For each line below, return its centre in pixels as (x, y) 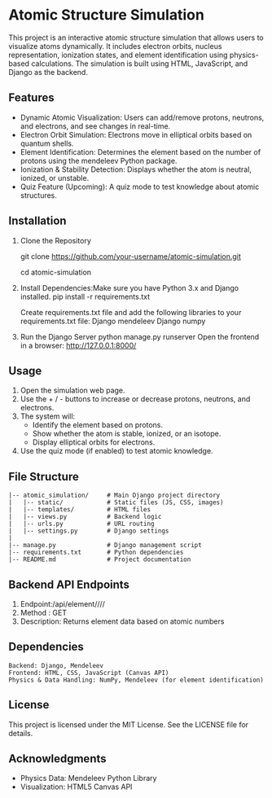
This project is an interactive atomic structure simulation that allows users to (136, 37)
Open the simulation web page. (72, 390)
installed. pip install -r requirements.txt (85, 296)
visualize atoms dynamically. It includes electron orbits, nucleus (115, 46)
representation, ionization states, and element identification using (118, 55)
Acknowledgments (58, 759)
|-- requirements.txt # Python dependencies (96, 552)
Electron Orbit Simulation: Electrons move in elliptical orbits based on (136, 134)
